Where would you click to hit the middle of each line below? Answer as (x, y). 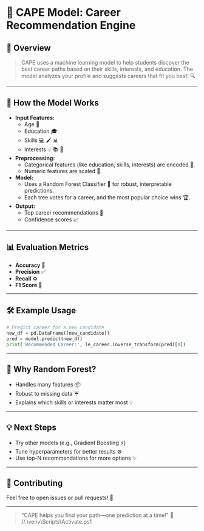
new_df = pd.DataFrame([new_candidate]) (58, 333)
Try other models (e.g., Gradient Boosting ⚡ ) (70, 443)
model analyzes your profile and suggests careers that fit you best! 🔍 (108, 76)
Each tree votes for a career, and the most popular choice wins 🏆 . (107, 197)
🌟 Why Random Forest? (51, 369)
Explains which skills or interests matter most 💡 (74, 402)
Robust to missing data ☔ (47, 393)
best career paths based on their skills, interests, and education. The (107, 69)
